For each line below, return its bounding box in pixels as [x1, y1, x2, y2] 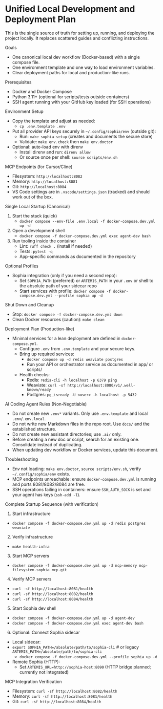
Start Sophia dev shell [12, 605, 57, 611]
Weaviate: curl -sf [26, 382, 66, 388]
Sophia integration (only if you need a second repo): [12, 272, 117, 278]
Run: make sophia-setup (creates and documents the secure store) [19, 133, 153, 139]
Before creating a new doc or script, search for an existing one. [12, 436, 140, 442]
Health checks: [19, 371, 50, 377]
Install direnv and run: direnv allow [19, 149, 91, 155]
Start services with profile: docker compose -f [19, 288, 111, 294]
